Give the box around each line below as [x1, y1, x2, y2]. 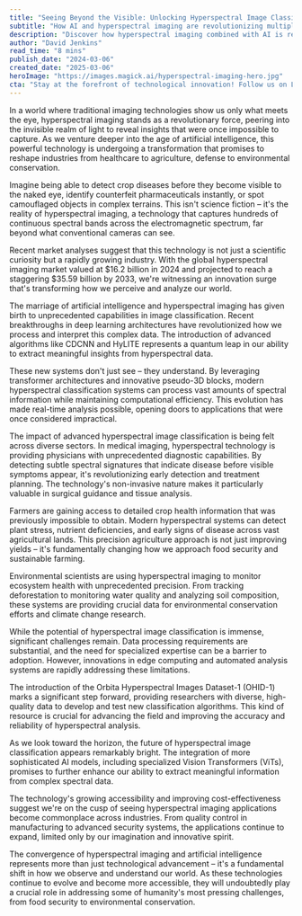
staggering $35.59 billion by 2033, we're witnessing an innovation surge [9, 273, 277, 284]
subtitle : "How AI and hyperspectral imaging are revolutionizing [9, 22, 263, 31]
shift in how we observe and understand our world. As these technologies [9, 867, 283, 878]
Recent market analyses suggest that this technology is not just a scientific [9, 245, 287, 255]
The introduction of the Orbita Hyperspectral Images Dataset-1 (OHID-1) [9, 681, 276, 692]
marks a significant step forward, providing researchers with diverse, [9, 691, 265, 702]
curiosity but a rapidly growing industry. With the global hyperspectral [9, 253, 268, 265]
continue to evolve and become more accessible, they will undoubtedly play [9, 877, 290, 888]
